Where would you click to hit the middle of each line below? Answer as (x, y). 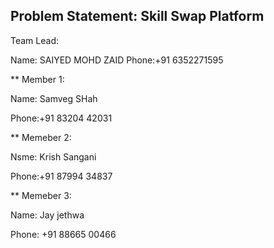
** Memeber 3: (41, 195)
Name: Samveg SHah (54, 98)
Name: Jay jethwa (47, 215)
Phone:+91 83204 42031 (61, 118)
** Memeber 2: (41, 137)
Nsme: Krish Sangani (53, 156)
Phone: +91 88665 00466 (63, 234)
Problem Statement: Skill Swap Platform (137, 16)
